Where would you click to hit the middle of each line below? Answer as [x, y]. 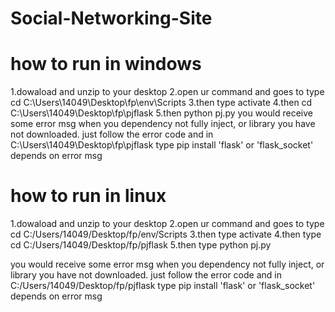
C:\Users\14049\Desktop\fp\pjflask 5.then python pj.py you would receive [161, 113]
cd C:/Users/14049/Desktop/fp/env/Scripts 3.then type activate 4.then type [166, 234]
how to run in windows [106, 64]
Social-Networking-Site [111, 18]
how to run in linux [88, 196]
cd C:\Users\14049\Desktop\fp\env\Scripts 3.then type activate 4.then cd [161, 103]
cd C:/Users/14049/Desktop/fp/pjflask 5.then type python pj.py [141, 245]
